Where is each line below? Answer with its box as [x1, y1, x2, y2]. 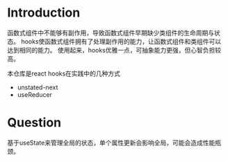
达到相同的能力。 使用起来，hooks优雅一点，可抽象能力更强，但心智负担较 [7, 46, 222, 54]
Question [7, 115, 61, 131]
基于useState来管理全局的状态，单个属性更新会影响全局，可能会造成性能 [7, 138, 215, 147]
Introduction [7, 5, 81, 21]
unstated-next [17, 83, 58, 91]
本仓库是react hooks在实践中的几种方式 [7, 69, 120, 78]
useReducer [17, 90, 52, 98]
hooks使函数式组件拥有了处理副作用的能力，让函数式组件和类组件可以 [20, 37, 222, 46]
